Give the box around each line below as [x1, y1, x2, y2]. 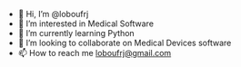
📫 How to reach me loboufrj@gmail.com [17, 48, 172, 58]
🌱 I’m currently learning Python [17, 28, 135, 38]
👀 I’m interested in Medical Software [17, 18, 155, 29]
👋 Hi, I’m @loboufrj [17, 9, 89, 19]
